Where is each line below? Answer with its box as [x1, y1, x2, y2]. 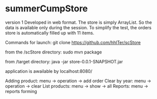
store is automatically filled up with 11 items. [5, 30, 95, 36]
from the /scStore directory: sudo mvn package [5, 49, 103, 55]
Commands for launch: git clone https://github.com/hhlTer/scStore [5, 39, 141, 45]
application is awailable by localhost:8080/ [5, 68, 93, 74]
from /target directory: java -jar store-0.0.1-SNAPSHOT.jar [5, 58, 123, 64]
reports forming [5, 88, 37, 94]
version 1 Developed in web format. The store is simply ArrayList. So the [5, 19, 152, 25]
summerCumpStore [5, 3, 88, 14]
